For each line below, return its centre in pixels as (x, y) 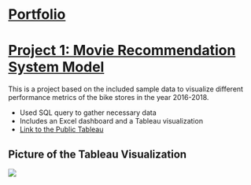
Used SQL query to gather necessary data (88, 113)
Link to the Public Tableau (61, 129)
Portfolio (37, 15)
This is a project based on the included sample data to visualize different (126, 89)
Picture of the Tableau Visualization (98, 154)
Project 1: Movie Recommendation (122, 51)
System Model (56, 67)
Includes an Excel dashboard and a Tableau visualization (111, 121)
